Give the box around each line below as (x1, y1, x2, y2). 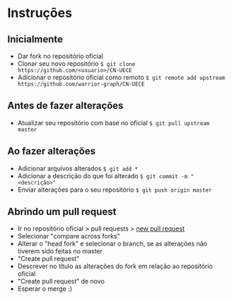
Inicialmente (7, 33, 64, 45)
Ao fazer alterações (7, 145, 95, 157)
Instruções (7, 5, 73, 21)
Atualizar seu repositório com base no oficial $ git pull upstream (17, 118, 210, 127)
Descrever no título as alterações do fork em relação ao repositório (17, 262, 214, 270)
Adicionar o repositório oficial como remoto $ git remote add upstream (17, 73, 225, 81)
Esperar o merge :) (17, 284, 73, 293)
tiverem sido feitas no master (17, 247, 103, 255)
